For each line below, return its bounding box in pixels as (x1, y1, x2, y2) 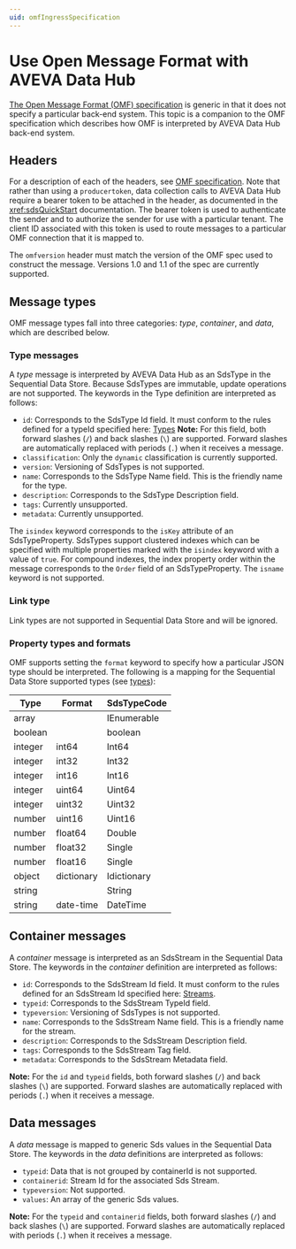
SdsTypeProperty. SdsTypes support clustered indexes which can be (9, 535, 261, 546)
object (13, 870, 40, 883)
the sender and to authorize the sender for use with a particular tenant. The (9, 214, 285, 225)
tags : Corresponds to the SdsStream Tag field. (21, 1045, 192, 1055)
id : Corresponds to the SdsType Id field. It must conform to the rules (21, 415, 271, 425)
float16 (56, 855, 87, 868)
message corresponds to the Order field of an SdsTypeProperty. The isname (9, 563, 285, 574)
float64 (56, 827, 87, 839)
